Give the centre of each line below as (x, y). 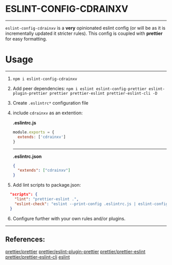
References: (25, 240)
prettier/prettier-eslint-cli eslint (38, 257)
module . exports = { (34, 132)
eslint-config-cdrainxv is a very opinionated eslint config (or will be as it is (85, 28)
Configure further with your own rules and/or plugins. (69, 218)
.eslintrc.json (27, 156)
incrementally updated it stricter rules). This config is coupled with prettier (84, 33)
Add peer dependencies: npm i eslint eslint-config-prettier (80, 88)
